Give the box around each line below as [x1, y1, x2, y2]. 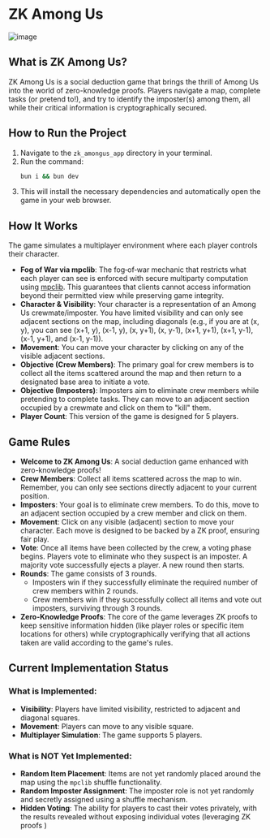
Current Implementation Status [8, 661, 169, 675]
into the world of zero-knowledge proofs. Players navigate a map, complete [8, 85, 261, 95]
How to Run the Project [8, 127, 127, 140]
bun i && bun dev [19, 172, 79, 180]
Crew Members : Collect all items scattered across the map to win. [19, 474, 242, 484]
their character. [8, 249, 59, 259]
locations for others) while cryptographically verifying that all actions [19, 629, 251, 639]
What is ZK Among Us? [8, 55, 128, 69]
